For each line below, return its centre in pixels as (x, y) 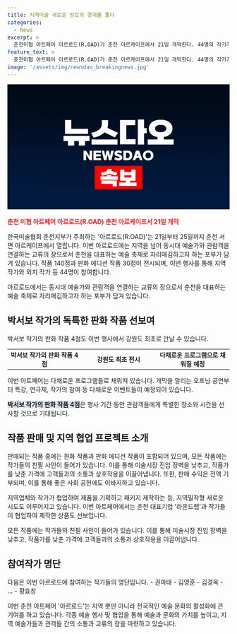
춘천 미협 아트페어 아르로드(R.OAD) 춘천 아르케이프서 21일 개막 (93, 222)
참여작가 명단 (34, 564)
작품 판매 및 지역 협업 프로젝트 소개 (78, 438)
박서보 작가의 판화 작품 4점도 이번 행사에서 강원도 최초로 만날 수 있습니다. (108, 339)
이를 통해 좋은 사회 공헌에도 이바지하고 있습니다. (94, 483)
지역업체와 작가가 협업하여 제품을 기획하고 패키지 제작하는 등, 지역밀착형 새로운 (116, 498)
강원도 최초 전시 (119, 359)
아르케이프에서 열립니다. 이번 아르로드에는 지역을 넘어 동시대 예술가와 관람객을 (122, 246)
